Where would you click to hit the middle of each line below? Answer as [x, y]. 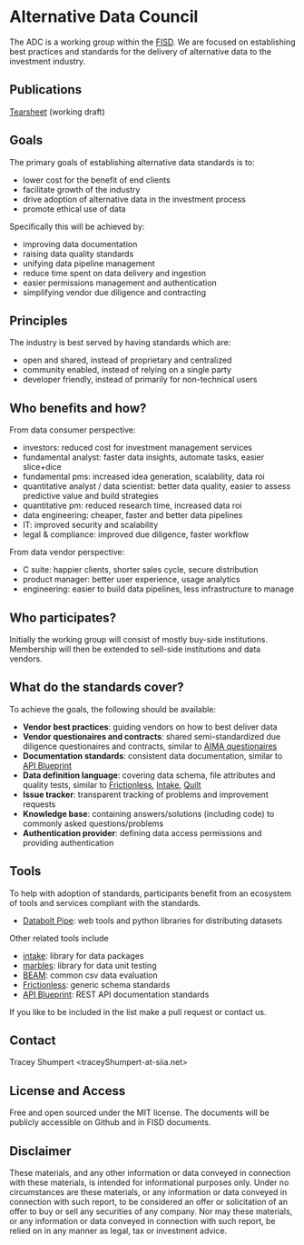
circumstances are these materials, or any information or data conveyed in [148, 1192]
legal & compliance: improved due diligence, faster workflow [136, 534]
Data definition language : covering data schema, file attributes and [149, 775]
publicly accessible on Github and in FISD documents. [110, 1122]
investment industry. [48, 61]
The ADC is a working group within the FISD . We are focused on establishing [152, 42]
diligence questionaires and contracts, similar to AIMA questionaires [150, 746]
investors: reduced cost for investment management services [137, 448]
